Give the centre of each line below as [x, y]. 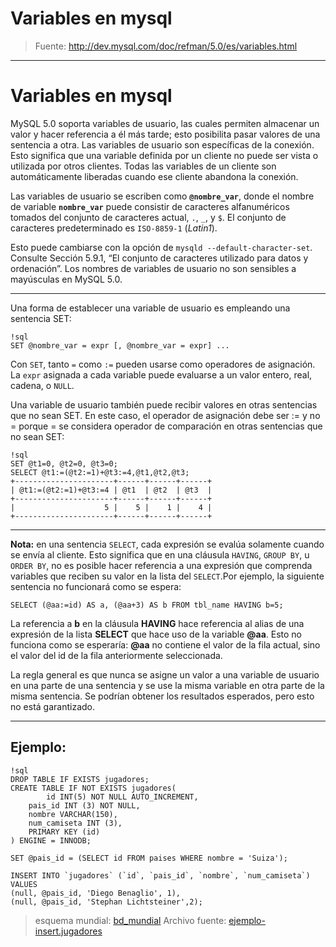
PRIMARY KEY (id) [64, 832]
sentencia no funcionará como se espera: [96, 586]
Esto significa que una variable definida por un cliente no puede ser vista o [164, 155]
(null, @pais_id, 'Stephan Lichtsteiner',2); [106, 902]
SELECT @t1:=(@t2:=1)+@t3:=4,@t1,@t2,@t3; [100, 472]
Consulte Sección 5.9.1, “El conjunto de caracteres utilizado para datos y [159, 258]
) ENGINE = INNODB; [51, 840]
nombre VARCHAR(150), [73, 814]
